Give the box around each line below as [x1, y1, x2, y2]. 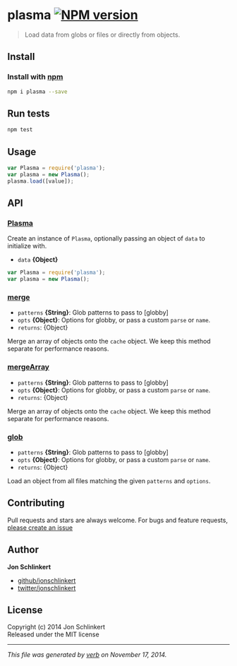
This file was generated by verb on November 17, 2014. [7, 650, 167, 659]
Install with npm [7, 72, 63, 82]
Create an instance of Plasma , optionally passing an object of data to [7, 234, 206, 243]
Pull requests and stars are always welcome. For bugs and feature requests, [7, 516, 228, 524]
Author [7, 544, 39, 556]
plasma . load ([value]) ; [7, 177, 74, 185]
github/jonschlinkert [17, 576, 76, 585]
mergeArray [7, 362, 49, 372]
